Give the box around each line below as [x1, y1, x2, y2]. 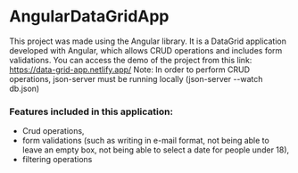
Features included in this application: [9, 105, 174, 118]
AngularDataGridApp [9, 6, 170, 27]
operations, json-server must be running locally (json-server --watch [9, 73, 263, 84]
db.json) [9, 83, 40, 94]
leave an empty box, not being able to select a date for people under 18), [21, 144, 290, 155]
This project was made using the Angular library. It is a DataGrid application [9, 36, 287, 46]
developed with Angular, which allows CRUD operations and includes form [9, 45, 283, 55]
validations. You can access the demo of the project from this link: [9, 54, 252, 65]
